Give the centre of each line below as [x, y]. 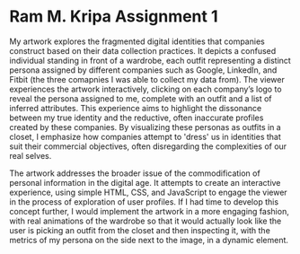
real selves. [31, 155]
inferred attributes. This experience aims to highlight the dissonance [136, 108]
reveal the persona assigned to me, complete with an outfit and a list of [141, 98]
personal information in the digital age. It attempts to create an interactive [145, 182]
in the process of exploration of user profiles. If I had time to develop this [144, 201]
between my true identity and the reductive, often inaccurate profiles [137, 118]
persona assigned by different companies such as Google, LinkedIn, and [143, 70]
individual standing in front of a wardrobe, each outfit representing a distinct [150, 60]
